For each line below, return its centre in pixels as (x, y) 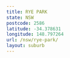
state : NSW (20, 18)
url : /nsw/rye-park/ (33, 40)
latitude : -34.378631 (34, 29)
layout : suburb (26, 46)
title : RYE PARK (27, 12)
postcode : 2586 (26, 23)
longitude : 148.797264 (35, 34)
